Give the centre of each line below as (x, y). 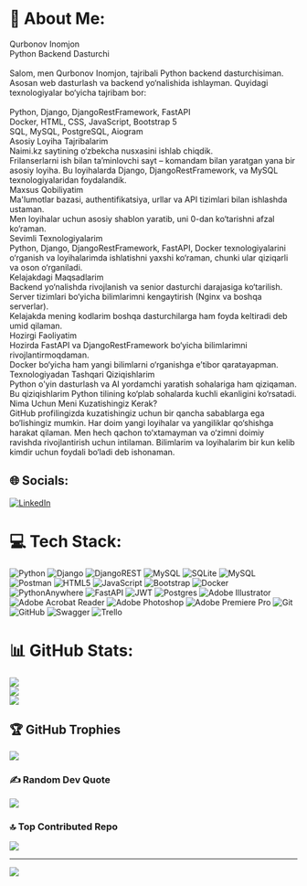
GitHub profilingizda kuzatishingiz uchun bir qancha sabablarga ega (137, 413)
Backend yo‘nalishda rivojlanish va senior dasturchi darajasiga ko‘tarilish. (146, 286)
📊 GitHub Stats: (72, 651)
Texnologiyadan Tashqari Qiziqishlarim (82, 374)
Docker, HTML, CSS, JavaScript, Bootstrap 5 (94, 122)
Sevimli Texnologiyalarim (56, 238)
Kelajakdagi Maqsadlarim (57, 277)
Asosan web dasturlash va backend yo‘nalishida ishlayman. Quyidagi (139, 82)
